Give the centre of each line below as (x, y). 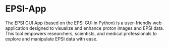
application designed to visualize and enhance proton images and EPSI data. (85, 28)
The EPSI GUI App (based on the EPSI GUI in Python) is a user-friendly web (83, 23)
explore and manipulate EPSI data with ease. (51, 39)
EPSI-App (26, 9)
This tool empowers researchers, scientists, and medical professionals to (81, 33)
